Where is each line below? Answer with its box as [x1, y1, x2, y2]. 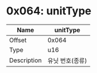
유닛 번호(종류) [47, 56, 87, 65]
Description [9, 56, 42, 64]
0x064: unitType [6, 4, 92, 18]
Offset [9, 36, 27, 44]
